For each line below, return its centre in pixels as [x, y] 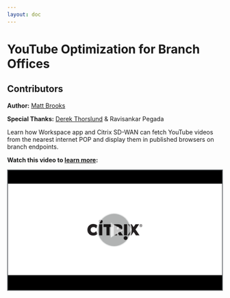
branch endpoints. [33, 147]
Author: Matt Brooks [36, 105]
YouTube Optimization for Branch [104, 49]
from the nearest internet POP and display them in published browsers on [111, 139]
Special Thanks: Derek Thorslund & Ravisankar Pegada [86, 119]
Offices [28, 63]
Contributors [35, 89]
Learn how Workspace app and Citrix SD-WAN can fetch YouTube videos [110, 132]
